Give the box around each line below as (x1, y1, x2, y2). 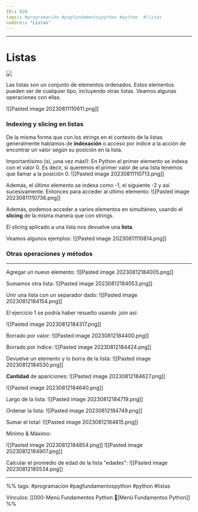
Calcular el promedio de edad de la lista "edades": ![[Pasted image (6, 459, 168, 466)
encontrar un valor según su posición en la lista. (6, 146, 123, 153)
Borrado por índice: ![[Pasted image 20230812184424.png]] (6, 344, 152, 351)
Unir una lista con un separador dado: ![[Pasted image (6, 291, 137, 299)
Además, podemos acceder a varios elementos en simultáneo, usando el (6, 205, 183, 213)
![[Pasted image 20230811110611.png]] (6, 105, 99, 112)
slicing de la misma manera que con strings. (6, 212, 114, 219)
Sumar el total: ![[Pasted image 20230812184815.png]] (6, 418, 138, 426)
